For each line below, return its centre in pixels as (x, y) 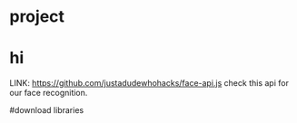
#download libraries (47, 110)
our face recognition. (49, 93)
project (37, 17)
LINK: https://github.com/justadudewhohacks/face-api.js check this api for (149, 83)
